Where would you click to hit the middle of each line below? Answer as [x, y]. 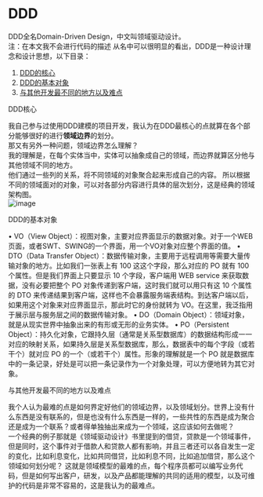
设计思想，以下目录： [56, 56]
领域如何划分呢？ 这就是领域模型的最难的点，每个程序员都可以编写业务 [122, 466]
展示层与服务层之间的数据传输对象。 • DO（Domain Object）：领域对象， [131, 314]
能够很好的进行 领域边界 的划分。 [66, 135]
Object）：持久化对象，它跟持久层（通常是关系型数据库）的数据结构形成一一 [130, 334]
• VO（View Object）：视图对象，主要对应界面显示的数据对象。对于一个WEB [130, 236]
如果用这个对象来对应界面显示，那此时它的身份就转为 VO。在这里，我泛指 [127, 305]
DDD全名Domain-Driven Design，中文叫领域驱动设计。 [97, 36]
